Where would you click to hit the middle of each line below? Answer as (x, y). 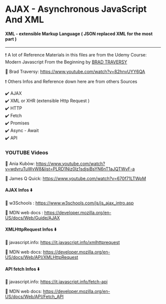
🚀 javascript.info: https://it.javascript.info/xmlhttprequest (62, 243)
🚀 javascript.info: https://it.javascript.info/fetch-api (56, 282)
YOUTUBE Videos (27, 153)
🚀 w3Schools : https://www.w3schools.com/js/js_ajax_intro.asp (70, 203)
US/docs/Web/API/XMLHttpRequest (42, 257)
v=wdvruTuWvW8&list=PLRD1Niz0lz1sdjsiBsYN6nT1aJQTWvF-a (70, 169)
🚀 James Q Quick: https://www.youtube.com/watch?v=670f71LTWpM (76, 178)
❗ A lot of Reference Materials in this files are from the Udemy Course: (76, 55)
